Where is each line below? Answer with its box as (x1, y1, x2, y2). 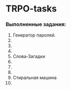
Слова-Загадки (12, 53, 45, 59)
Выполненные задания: (5, 21, 67, 28)
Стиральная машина (12, 74, 57, 80)
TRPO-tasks (5, 3, 57, 14)
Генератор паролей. (12, 32, 56, 38)
